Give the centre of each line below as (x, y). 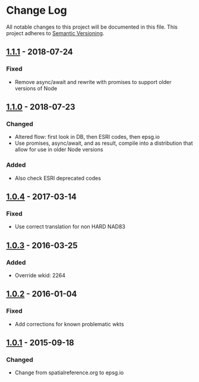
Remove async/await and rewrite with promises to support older (93, 82)
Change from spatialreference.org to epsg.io (69, 372)
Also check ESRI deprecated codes (58, 178)
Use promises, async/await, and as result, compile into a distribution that (104, 143)
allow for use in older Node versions (59, 150)
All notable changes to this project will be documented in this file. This (92, 27)
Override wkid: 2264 (40, 275)
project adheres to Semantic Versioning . (55, 33)
